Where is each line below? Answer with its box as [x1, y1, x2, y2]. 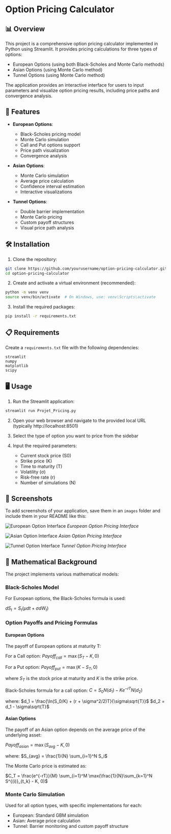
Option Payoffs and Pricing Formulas [5, 619, 98, 627]
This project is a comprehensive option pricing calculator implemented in [5, 41, 158, 46]
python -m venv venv [5, 290, 49, 295]
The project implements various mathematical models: [5, 571, 119, 577]
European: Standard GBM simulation [12, 812, 89, 819]
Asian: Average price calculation [12, 818, 80, 824]
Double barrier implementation [20, 208, 85, 215]
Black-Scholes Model [5, 584, 60, 591]
